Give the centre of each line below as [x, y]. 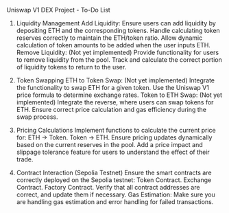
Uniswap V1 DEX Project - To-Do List [58, 10]
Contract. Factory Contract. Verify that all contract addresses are [108, 187]
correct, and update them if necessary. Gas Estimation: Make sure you [116, 194]
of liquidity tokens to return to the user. [71, 67]
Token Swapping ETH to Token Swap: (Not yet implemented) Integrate [116, 80]
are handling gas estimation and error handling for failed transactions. [115, 202]
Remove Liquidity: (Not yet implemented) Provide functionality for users [118, 52]
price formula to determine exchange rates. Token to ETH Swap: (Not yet [119, 95]
